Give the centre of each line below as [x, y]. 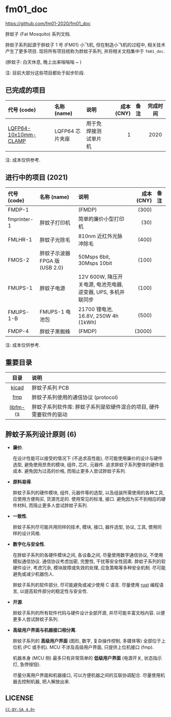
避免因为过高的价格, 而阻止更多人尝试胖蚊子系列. [75, 471]
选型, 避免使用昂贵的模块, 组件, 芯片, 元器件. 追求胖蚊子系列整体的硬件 [86, 465]
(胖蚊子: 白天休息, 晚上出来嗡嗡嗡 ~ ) [44, 62]
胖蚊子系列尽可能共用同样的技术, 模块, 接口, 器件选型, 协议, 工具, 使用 [85, 527]
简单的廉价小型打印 [101, 219]
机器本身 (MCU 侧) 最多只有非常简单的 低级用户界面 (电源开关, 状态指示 [87, 658]
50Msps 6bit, [94, 256]
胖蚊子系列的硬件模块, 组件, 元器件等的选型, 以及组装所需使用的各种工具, [88, 493]
